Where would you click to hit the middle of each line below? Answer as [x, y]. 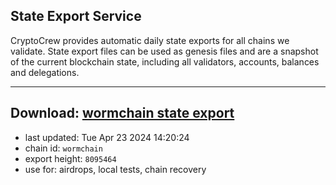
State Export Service [76, 16]
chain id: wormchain [63, 148]
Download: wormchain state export [122, 113]
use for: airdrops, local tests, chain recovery [115, 169]
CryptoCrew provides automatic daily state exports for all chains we [150, 40]
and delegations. [45, 72]
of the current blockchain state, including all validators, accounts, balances [165, 61]
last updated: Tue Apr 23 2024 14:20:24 [107, 137]
